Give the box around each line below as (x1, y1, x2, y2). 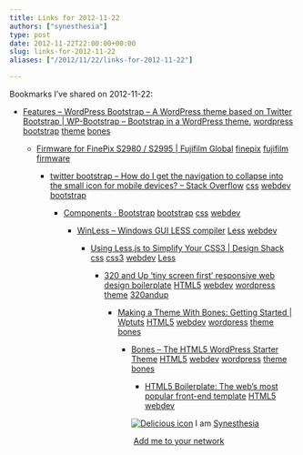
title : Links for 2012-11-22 (9, 13, 120, 23)
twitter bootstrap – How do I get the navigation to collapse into (49, 170, 284, 181)
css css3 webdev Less (90, 252, 176, 263)
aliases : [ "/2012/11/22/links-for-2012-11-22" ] (9, 56, 194, 65)
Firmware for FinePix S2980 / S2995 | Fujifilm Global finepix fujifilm (35, 143, 289, 154)
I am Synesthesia (195, 418, 259, 429)
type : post (9, 30, 51, 39)
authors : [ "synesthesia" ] (9, 22, 107, 31)
